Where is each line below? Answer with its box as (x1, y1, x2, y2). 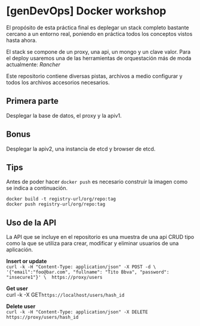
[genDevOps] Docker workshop (6, 4, 167, 18)
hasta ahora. (6, 36, 37, 44)
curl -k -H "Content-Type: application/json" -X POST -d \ (6, 264, 156, 270)
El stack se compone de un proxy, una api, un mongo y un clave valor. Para (6, 48, 191, 55)
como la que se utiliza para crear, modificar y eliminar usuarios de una (6, 240, 179, 247)
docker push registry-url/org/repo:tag (6, 201, 106, 207)
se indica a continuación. (6, 184, 67, 192)
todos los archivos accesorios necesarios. (6, 79, 110, 86)
